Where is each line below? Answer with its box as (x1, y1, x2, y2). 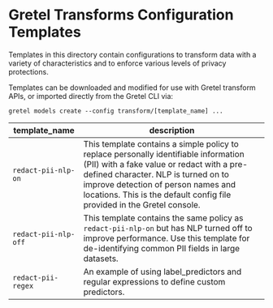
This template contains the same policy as (83, 212, 244, 224)
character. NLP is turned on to (115, 169, 230, 180)
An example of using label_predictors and (83, 266, 242, 277)
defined (83, 169, 113, 180)
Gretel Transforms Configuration (8, 6, 234, 24)
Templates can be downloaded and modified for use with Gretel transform (8, 83, 256, 92)
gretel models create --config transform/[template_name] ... (8, 107, 223, 115)
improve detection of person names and (83, 178, 236, 190)
